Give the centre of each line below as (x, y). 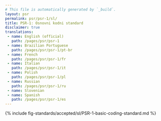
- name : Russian (24, 81)
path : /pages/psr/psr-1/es (39, 100)
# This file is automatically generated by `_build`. (61, 9)
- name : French (22, 54)
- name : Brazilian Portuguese (38, 45)
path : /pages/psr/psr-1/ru (39, 86)
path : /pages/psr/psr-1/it (39, 68)
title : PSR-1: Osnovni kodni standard (44, 23)
